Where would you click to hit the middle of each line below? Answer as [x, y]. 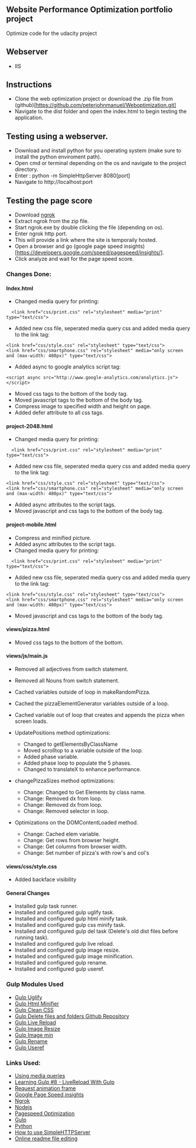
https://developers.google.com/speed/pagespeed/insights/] [90, 253]
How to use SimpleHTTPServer [53, 1132]
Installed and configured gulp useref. [59, 969]
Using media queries [40, 1076]
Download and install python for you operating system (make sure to [98, 151]
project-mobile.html [31, 524]
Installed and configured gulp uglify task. [64, 913]
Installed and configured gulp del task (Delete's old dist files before [96, 932]
